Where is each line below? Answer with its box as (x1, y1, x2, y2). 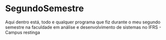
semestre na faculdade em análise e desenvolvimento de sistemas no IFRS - (5, 24, 162, 30)
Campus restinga (5, 29, 40, 35)
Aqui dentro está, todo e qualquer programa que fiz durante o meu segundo (5, 19, 161, 25)
